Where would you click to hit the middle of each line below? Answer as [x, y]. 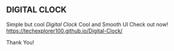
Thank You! [20, 42]
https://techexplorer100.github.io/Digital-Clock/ [64, 31]
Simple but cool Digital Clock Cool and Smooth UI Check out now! [87, 24]
